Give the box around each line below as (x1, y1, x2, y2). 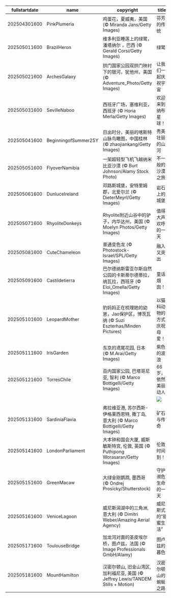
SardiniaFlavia (46, 416, 76, 422)
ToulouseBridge (46, 542, 80, 549)
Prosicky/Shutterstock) (102, 485, 151, 491)
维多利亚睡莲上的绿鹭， (102, 36, 152, 41)
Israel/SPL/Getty (102, 252, 137, 258)
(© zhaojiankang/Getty (102, 141, 151, 147)
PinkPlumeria (46, 21, 74, 27)
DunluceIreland (46, 191, 79, 197)
